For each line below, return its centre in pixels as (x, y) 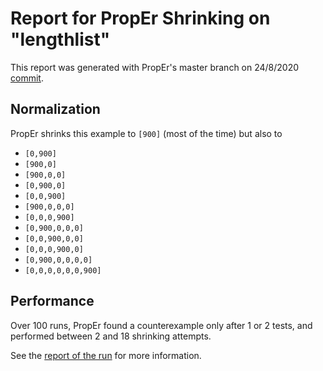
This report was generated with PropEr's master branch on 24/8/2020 (155, 67)
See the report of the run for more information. (106, 355)
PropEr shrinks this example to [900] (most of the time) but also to (146, 133)
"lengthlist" (60, 39)
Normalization (55, 109)
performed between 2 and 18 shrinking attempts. (111, 336)
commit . (27, 78)
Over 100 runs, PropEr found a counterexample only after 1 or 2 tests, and (161, 325)
